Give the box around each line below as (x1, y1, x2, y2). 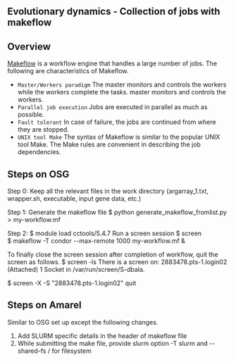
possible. (17, 111, 44, 119)
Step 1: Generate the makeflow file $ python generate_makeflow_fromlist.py (7, 208, 227, 217)
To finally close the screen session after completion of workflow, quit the (7, 250, 218, 259)
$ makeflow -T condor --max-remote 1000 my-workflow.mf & (7, 237, 185, 245)
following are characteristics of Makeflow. (7, 67, 129, 75)
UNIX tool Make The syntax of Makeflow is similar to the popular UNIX (17, 133, 221, 142)
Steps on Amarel (7, 299, 82, 311)
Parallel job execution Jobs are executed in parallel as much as (17, 103, 208, 111)
